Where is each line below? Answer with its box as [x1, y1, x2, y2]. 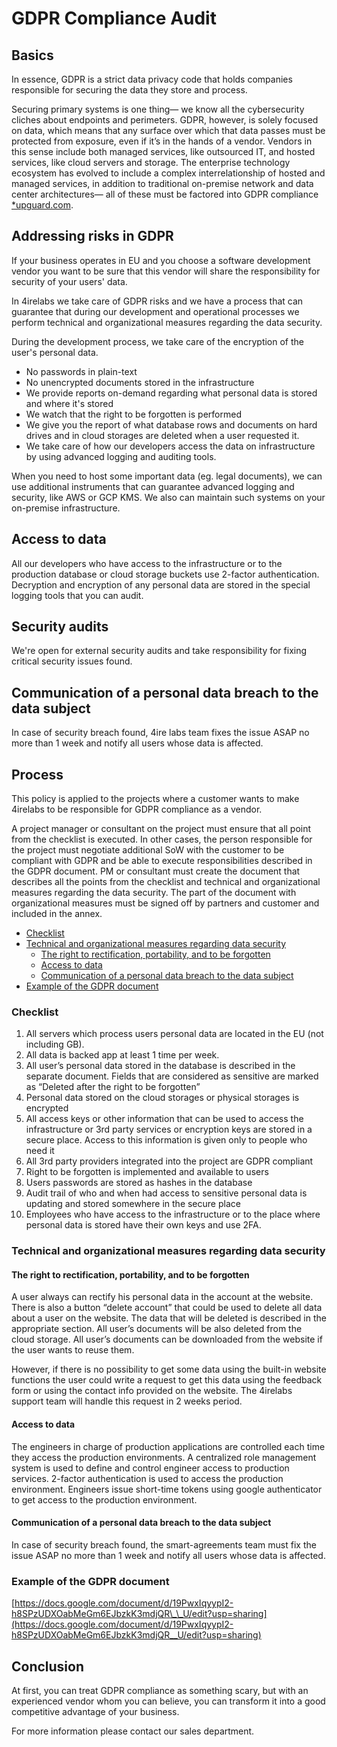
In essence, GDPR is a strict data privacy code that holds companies [11, 73, 293, 85]
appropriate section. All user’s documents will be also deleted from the [11, 1323, 303, 1335]
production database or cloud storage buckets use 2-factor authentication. [11, 568, 320, 580]
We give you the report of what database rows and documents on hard [25, 418, 318, 431]
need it [25, 1145, 55, 1157]
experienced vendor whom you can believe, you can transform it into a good [11, 1695, 326, 1707]
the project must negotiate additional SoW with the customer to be [11, 844, 285, 856]
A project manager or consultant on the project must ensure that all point [11, 823, 312, 835]
